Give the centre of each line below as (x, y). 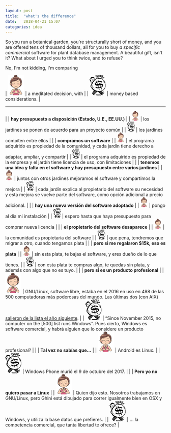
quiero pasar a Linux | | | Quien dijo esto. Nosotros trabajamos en (83, 393)
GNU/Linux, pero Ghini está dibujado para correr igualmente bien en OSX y (84, 398)
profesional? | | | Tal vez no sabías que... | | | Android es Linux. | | (83, 350)
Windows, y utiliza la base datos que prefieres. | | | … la (72, 420)
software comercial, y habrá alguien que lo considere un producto (74, 329)
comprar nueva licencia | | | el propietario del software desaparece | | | (85, 227)
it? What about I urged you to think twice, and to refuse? (64, 58)
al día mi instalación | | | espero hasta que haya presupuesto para (78, 216)
